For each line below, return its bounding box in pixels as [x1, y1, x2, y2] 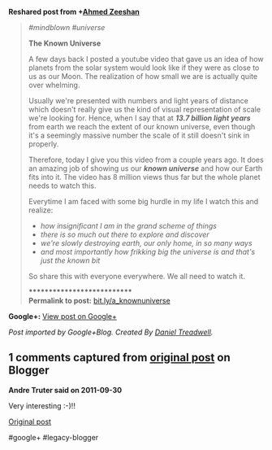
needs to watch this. [28, 181, 97, 190]
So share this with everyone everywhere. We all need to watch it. [28, 272, 246, 281]
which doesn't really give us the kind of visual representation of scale [28, 105, 261, 114]
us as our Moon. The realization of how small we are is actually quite [28, 72, 258, 81]
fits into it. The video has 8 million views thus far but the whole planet [28, 173, 261, 181]
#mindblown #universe [28, 23, 106, 32]
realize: [28, 205, 54, 215]
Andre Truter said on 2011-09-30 [8, 385, 123, 395]
